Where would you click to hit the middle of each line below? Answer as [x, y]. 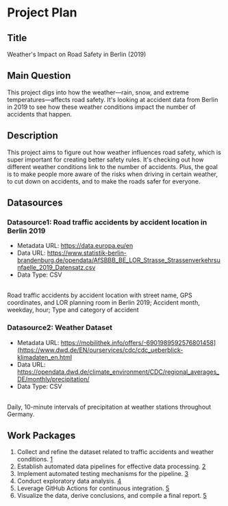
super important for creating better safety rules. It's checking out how [105, 160]
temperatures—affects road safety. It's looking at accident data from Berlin [113, 99]
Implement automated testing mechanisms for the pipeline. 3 [103, 474]
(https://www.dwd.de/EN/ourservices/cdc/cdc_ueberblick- [100, 350]
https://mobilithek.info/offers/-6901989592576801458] [138, 342]
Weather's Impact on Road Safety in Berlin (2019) [77, 54]
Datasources [35, 203]
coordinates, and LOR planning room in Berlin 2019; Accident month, [103, 303]
